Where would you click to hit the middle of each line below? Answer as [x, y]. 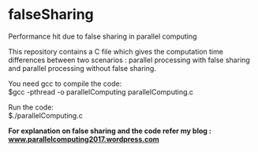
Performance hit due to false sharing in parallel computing [103, 36]
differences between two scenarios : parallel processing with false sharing [129, 60]
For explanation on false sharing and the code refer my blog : [110, 131]
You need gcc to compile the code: [65, 83]
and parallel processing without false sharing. [82, 68]
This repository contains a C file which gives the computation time [116, 51]
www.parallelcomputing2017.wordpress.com [84, 139]
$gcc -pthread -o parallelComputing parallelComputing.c [101, 91]
